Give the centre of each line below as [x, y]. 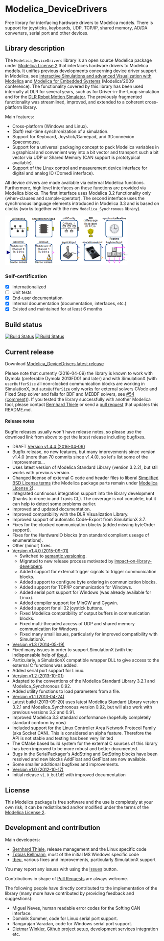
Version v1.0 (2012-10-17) [38, 770]
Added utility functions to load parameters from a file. [66, 691]
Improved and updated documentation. [51, 509]
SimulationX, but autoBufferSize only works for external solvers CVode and [81, 389]
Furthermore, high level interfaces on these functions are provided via [75, 188]
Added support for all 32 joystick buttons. [61, 608]
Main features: [20, 117]
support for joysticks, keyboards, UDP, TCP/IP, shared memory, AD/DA [76, 27]
